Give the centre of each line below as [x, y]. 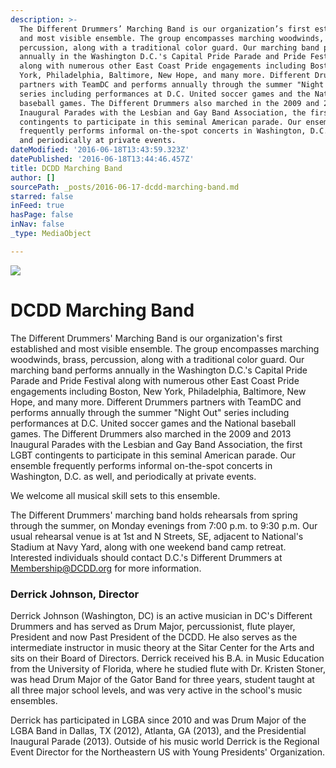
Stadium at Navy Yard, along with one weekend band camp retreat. [148, 547]
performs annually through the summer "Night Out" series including [150, 412]
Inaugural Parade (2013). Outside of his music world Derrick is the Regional [165, 741]
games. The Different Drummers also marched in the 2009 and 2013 [151, 433]
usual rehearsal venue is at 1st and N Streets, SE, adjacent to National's [157, 536]
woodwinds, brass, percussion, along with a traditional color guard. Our [157, 359]
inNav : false [37, 224]
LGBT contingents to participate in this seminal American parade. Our [153, 455]
